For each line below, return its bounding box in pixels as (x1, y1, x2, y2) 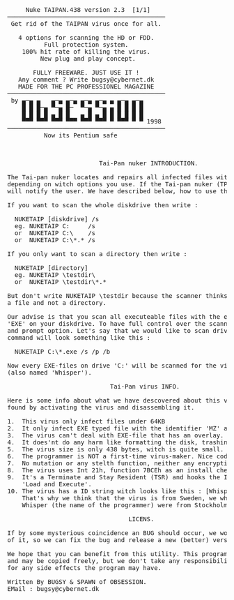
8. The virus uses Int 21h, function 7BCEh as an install (7, 467, 214, 474)
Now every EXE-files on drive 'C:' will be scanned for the (7, 362, 217, 369)
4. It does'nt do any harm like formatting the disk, (7, 439, 198, 446)
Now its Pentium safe (44, 132, 118, 139)
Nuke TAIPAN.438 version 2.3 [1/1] (25, 6, 151, 13)
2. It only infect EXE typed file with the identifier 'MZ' (7, 425, 221, 432)
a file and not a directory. (7, 299, 107, 306)
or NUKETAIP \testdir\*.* (14, 278, 107, 285)
